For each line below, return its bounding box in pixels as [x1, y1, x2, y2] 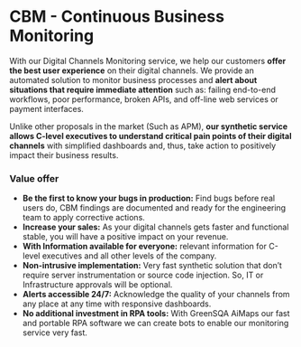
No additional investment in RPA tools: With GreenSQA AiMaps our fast [22, 308, 290, 319]
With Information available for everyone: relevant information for [22, 241, 268, 252]
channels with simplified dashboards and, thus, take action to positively [9, 140, 277, 151]
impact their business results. [9, 149, 119, 160]
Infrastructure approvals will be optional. [22, 279, 173, 290]
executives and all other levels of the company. [41, 250, 217, 261]
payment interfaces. [9, 103, 84, 114]
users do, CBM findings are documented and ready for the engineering [22, 202, 287, 213]
